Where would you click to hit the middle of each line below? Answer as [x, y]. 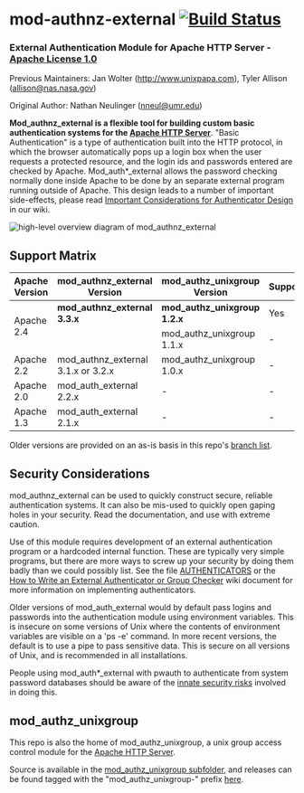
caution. [24, 524]
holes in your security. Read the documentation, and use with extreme [140, 515]
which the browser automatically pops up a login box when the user [136, 152]
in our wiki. [30, 210]
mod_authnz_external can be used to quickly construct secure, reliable [141, 496]
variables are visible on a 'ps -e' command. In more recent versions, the [143, 637]
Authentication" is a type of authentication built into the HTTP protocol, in [146, 142]
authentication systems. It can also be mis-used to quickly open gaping [142, 505]
